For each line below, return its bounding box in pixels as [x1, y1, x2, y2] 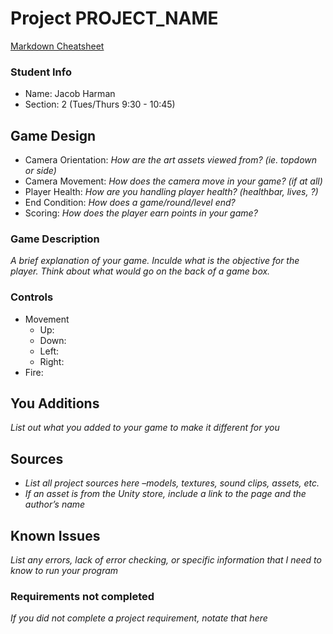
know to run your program [10, 565, 119, 577]
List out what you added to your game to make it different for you [10, 422, 280, 434]
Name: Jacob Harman [24, 88, 116, 100]
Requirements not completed [10, 590, 155, 603]
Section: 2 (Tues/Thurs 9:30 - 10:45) [24, 98, 176, 111]
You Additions [10, 395, 100, 412]
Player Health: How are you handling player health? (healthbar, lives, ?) [24, 186, 319, 198]
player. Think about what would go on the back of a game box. [10, 265, 271, 277]
